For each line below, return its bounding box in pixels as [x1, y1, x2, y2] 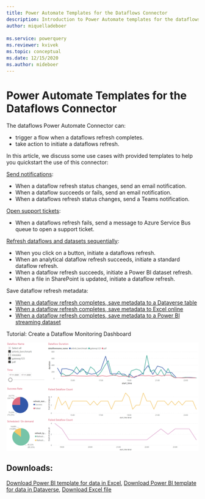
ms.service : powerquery [6, 35, 67, 42]
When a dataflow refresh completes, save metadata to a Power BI [15, 312, 180, 319]
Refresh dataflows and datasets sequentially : [6, 237, 120, 245]
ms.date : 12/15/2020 [6, 55, 59, 61]
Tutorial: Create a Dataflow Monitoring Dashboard [6, 330, 131, 338]
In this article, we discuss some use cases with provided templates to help [6, 152, 193, 159]
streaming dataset [15, 318, 61, 325]
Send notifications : [6, 170, 54, 177]
